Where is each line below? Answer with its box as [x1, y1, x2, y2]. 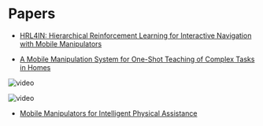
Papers [8, 5, 56, 23]
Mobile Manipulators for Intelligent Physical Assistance [19, 108, 198, 118]
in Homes [19, 62, 51, 72]
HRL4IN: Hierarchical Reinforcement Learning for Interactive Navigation [19, 31, 252, 40]
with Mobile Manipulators [19, 39, 102, 48]
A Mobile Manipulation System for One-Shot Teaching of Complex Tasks [19, 54, 255, 64]
